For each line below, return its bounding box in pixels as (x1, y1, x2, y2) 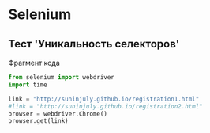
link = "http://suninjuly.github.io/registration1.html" (8, 95, 200, 103)
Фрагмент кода (8, 58, 61, 67)
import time (8, 81, 47, 89)
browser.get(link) (8, 117, 69, 125)
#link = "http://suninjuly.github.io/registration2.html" (8, 102, 203, 110)
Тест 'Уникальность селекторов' (8, 37, 180, 51)
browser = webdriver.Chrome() (8, 109, 108, 118)
